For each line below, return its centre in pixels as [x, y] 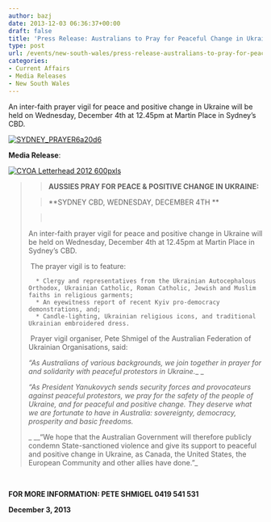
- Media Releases [38, 76]
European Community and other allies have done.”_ [113, 462]
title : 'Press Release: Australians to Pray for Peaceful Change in [126, 38]
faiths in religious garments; [81, 295]
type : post [27, 46]
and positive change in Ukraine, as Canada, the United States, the [138, 454]
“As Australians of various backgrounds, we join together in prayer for [145, 362]
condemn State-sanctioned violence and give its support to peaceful [142, 445]
